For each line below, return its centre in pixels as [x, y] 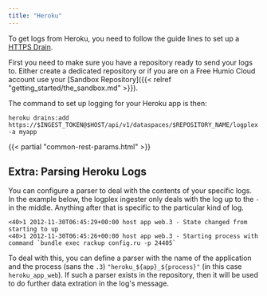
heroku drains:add [39, 118]
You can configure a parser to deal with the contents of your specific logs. [130, 191]
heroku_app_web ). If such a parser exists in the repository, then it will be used [133, 275]
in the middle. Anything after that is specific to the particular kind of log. [126, 207]
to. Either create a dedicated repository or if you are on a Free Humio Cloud [132, 71]
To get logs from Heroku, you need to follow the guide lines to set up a [124, 38]
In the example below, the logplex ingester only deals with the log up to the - [134, 199]
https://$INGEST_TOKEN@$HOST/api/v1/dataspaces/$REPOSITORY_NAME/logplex [133, 124]
